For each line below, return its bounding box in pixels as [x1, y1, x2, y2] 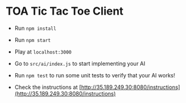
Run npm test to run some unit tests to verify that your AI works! [14, 71, 175, 79]
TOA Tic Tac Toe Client [5, 4, 124, 18]
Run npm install [14, 24, 57, 32]
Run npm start [14, 36, 51, 43]
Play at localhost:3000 [14, 48, 72, 55]
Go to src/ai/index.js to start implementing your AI [14, 60, 146, 67]
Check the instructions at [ [14, 83, 82, 91]
